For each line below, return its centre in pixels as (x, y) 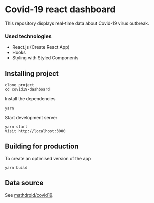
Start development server (31, 118)
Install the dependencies (30, 99)
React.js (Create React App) (41, 47)
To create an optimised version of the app (48, 158)
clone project (20, 85)
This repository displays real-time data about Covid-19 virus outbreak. (77, 23)
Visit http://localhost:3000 (35, 131)
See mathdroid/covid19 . (29, 195)
